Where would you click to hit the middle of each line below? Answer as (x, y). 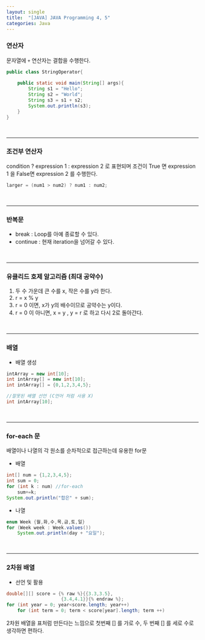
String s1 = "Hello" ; (56, 89)
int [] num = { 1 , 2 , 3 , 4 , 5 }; (39, 475)
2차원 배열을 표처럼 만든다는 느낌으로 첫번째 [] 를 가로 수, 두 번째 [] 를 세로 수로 (100, 623)
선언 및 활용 (29, 582)
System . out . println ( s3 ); (60, 106)
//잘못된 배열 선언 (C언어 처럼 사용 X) (50, 396)
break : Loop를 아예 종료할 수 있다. (57, 234)
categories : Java (28, 23)
